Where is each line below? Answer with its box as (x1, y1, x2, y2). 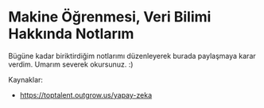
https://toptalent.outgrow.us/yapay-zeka (19, 90, 153, 99)
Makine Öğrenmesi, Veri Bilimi (8, 8, 212, 26)
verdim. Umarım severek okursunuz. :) (8, 60, 134, 69)
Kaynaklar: (8, 75, 44, 84)
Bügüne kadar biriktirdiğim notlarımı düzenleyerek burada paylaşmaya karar (8, 51, 256, 60)
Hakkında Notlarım (8, 25, 134, 43)
